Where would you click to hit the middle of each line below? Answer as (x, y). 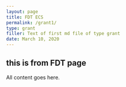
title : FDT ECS (25, 17)
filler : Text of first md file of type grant (63, 34)
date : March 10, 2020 (33, 39)
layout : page (22, 12)
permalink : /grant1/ (32, 22)
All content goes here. (33, 77)
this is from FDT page (46, 63)
